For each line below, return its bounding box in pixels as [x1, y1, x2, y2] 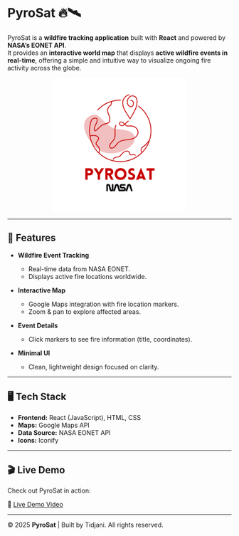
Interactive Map [17, 285, 66, 295]
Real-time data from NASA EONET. [28, 264, 130, 273]
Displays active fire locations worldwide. [28, 272, 147, 280]
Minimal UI [17, 349, 51, 357]
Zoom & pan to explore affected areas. [28, 307, 141, 316]
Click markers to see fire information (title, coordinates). [28, 335, 193, 343]
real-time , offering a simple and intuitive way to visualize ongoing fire [7, 56, 211, 64]
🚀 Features [7, 232, 56, 244]
